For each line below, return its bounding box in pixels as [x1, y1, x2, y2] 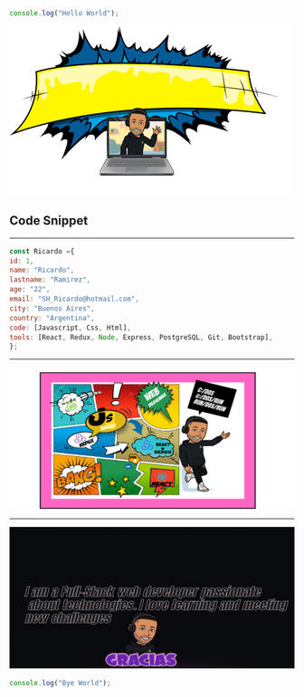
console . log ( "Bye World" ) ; [9, 679, 111, 688]
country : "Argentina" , [9, 313, 95, 322]
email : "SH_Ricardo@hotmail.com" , [9, 294, 140, 304]
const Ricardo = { [9, 246, 75, 256]
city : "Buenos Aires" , [9, 303, 95, 313]
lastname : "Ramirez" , [9, 275, 91, 284]
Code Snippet [9, 213, 89, 229]
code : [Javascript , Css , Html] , [9, 323, 131, 332]
